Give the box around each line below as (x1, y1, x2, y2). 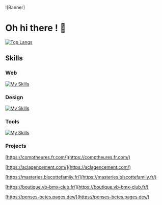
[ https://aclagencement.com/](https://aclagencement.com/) (5, 164, 131, 170)
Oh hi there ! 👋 (5, 22, 66, 34)
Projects (5, 143, 26, 150)
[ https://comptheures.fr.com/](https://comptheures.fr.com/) (5, 154, 131, 160)
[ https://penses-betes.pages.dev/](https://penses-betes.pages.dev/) (5, 194, 150, 200)
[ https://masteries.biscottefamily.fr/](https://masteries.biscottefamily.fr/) (5, 174, 157, 180)
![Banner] (5, 5, 25, 10)
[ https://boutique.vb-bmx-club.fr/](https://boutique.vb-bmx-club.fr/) (5, 184, 149, 190)
